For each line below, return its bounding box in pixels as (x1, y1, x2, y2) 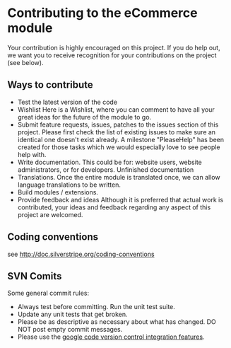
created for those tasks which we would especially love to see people (17, 143, 220, 151)
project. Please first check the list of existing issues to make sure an (17, 127, 216, 136)
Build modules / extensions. (17, 187, 99, 196)
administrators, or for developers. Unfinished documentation (17, 165, 194, 174)
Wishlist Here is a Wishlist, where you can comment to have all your (17, 105, 215, 114)
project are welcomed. (17, 210, 83, 219)
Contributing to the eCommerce (7, 5, 198, 21)
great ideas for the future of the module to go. (17, 112, 152, 121)
